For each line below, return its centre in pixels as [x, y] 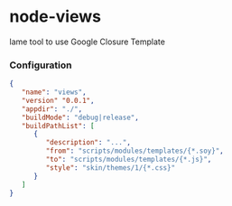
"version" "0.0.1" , [58, 100]
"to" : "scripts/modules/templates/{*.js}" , [129, 160]
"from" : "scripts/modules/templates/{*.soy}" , [135, 151]
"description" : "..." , [88, 143]
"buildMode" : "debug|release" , [80, 117]
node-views [56, 17]
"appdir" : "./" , [52, 109]
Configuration [41, 65]
